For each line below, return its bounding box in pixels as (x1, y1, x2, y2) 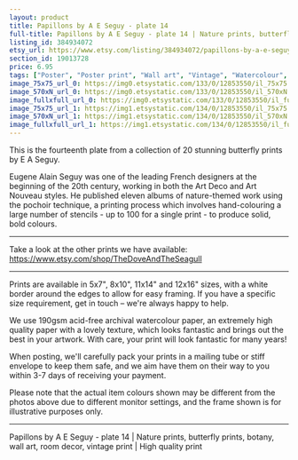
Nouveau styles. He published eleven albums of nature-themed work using (9, 190, 284, 201)
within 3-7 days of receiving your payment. (9, 370, 167, 380)
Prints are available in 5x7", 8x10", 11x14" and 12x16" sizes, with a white (9, 279, 269, 289)
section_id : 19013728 (9, 54, 90, 63)
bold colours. (9, 218, 58, 229)
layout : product (9, 12, 69, 22)
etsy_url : (9, 46, 46, 55)
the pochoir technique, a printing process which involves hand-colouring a (9, 200, 282, 210)
